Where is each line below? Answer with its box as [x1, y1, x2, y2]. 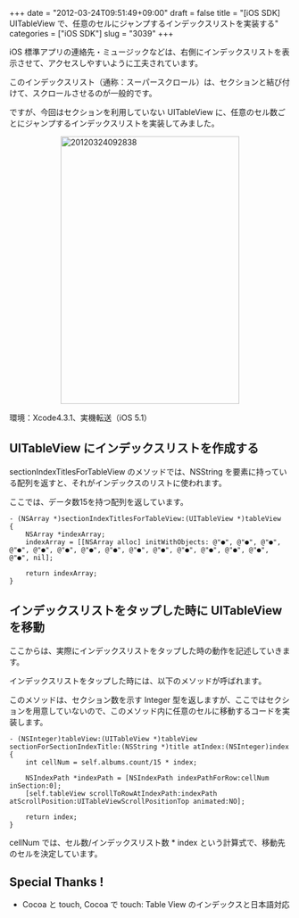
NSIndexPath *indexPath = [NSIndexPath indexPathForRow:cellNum [25, 773, 270, 782]
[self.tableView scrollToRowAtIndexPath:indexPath [25, 789, 218, 798]
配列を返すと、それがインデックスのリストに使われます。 [16, 477, 227, 488]
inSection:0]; [9, 781, 62, 790]
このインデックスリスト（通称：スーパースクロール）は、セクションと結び [9, 77, 283, 87]
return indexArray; [25, 568, 98, 578]
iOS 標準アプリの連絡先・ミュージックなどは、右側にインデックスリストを [9, 46, 283, 57]
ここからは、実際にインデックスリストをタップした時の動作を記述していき [9, 645, 283, 656]
